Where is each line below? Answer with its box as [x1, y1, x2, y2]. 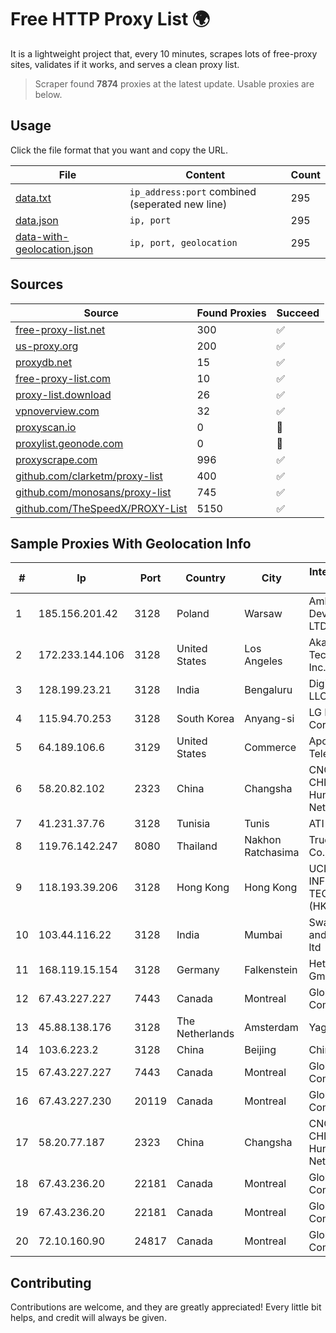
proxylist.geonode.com [15, 436, 124, 450]
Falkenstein [244, 963, 298, 977]
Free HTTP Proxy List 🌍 [10, 8, 211, 31]
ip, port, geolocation [129, 237, 238, 248]
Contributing [10, 1274, 92, 1291]
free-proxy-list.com [15, 371, 112, 385]
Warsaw [244, 607, 283, 621]
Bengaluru [244, 683, 293, 697]
